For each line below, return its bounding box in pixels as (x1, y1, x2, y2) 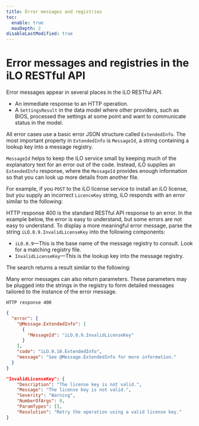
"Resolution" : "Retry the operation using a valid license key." (17, 409, 182, 415)
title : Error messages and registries (6, 8, 102, 15)
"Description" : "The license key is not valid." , (17, 381, 143, 387)
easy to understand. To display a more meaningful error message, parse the (6, 222, 192, 229)
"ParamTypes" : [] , (17, 403, 62, 410)
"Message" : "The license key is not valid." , (17, 387, 132, 393)
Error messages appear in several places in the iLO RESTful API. (6, 89, 163, 96)
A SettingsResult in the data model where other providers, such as (14, 106, 179, 113)
